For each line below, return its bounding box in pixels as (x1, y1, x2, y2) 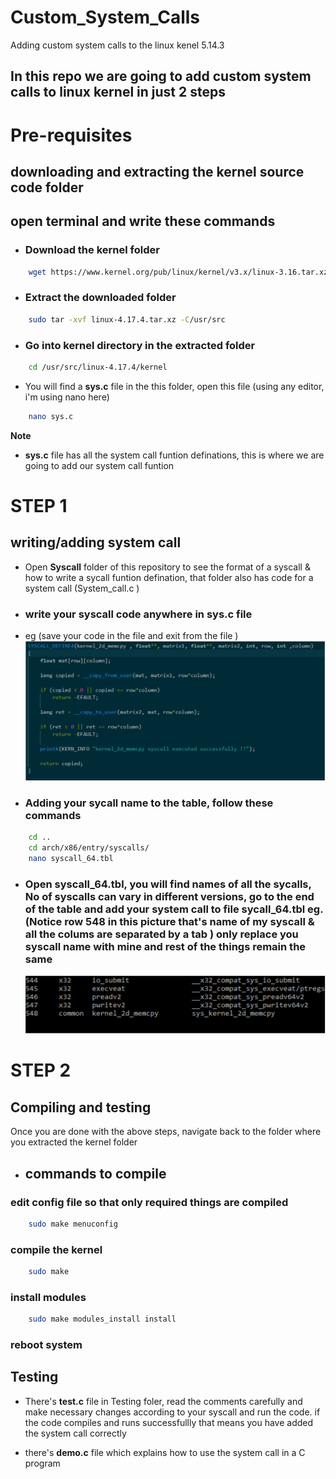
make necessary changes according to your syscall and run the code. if (24, 1406, 321, 1418)
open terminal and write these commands (10, 213, 276, 230)
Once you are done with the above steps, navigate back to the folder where (10, 1126, 322, 1138)
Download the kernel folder (24, 243, 160, 257)
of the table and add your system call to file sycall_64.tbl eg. (24, 902, 324, 916)
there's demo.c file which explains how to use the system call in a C (24, 1446, 306, 1458)
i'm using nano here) (24, 391, 110, 403)
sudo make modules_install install (28, 1314, 177, 1325)
